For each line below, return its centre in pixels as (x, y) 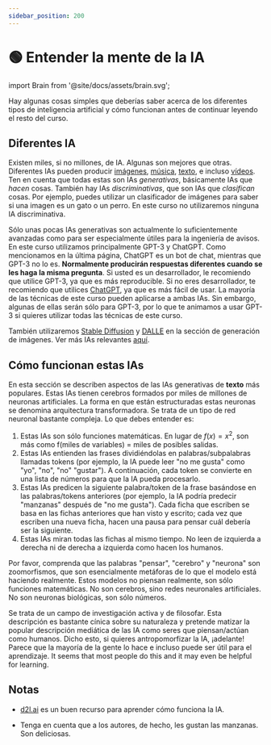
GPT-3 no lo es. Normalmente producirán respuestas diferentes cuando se (135, 264)
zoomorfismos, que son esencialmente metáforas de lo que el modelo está (132, 571)
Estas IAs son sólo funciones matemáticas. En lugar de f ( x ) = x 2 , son (134, 435)
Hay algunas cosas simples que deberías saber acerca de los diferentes (128, 101)
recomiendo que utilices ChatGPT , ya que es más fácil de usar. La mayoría (132, 290)
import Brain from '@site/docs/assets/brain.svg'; (89, 85)
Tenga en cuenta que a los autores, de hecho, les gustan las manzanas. (139, 725)
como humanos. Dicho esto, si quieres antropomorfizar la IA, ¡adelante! (126, 638)
